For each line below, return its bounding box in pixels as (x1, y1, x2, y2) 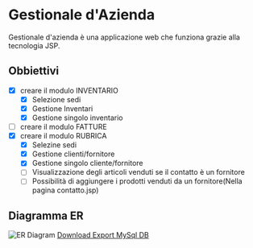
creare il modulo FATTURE (19, 122, 107, 131)
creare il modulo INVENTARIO (19, 85, 118, 95)
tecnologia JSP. (8, 40, 60, 50)
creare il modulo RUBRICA (19, 131, 107, 141)
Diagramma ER (8, 209, 84, 222)
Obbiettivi (8, 64, 59, 78)
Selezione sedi (31, 94, 81, 104)
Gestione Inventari (31, 103, 93, 114)
